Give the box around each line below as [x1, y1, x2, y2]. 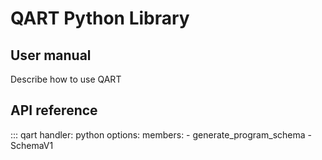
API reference [10, 102, 98, 119]
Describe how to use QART [10, 73, 122, 85]
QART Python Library [10, 7, 190, 30]
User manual [10, 47, 92, 64]
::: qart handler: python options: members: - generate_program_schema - [10, 128, 312, 141]
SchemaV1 [10, 139, 54, 151]
